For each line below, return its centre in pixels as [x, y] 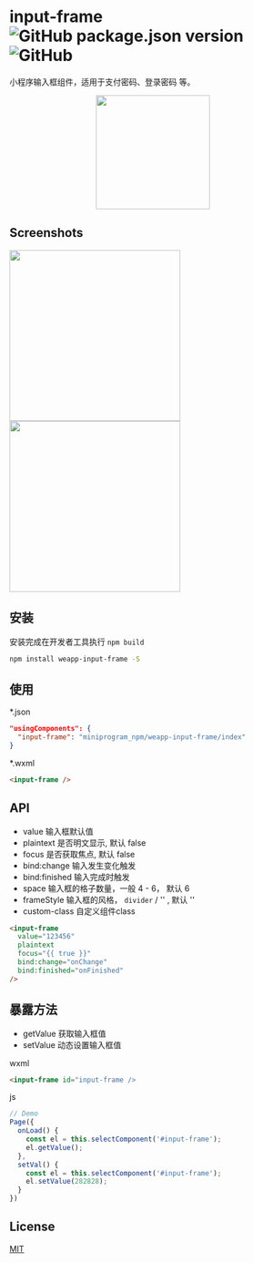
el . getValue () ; [55, 1147]
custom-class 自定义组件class [79, 911]
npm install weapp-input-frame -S [75, 659]
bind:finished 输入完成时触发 [76, 877]
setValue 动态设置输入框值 [72, 1044]
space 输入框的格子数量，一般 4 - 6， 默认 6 [106, 888]
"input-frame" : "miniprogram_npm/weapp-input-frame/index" [132, 737]
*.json [20, 712]
